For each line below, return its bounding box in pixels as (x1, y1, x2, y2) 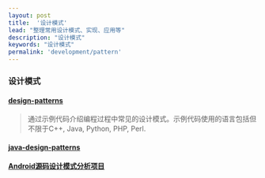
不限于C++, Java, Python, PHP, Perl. (27, 124, 146, 134)
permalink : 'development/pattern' (8, 48, 123, 56)
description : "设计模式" (8, 33, 85, 42)
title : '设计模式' (8, 19, 68, 27)
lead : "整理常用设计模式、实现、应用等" (8, 26, 125, 34)
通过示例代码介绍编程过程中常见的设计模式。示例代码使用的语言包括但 (27, 114, 257, 124)
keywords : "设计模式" (8, 41, 75, 49)
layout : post (8, 11, 51, 20)
